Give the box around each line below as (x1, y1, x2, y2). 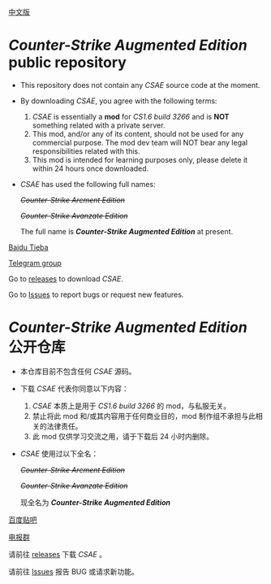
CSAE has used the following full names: (19, 179, 156, 189)
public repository (8, 54, 127, 72)
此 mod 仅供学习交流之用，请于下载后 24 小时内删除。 (32, 431, 213, 441)
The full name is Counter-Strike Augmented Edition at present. (19, 226, 234, 236)
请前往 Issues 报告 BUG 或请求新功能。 (8, 566, 140, 576)
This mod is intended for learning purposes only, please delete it (32, 155, 248, 164)
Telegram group (8, 258, 62, 268)
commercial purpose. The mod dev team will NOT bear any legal (32, 137, 248, 147)
